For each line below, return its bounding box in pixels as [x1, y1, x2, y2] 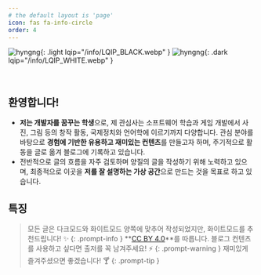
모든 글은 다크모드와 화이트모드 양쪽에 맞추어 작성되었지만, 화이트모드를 [27, 224, 245, 233]
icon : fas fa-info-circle [8, 19, 92, 27]
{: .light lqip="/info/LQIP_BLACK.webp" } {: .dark [40, 48, 229, 57]
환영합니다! [8, 96, 60, 109]
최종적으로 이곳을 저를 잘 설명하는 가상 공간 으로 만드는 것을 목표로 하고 [30, 167, 245, 176]
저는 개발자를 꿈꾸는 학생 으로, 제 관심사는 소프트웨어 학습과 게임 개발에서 [19, 118, 241, 128]
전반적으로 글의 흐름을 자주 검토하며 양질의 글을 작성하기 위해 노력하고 [19, 157, 234, 167]
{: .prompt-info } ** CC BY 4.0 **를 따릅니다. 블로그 [70, 234, 230, 243]
